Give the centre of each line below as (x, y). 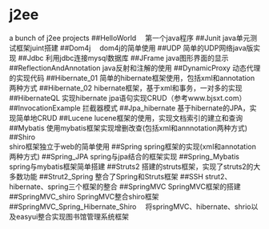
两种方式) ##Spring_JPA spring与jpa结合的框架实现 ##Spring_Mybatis (124, 156)
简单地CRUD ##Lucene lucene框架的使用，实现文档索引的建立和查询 (129, 118)
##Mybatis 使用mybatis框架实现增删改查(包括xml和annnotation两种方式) (128, 128)
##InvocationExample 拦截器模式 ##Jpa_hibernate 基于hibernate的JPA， (130, 108)
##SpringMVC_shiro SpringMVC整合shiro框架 (84, 196)
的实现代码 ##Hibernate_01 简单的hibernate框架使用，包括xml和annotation (132, 78)
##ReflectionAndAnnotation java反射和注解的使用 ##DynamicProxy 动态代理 (135, 68)
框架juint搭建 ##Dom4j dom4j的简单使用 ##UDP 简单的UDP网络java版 (134, 48)
